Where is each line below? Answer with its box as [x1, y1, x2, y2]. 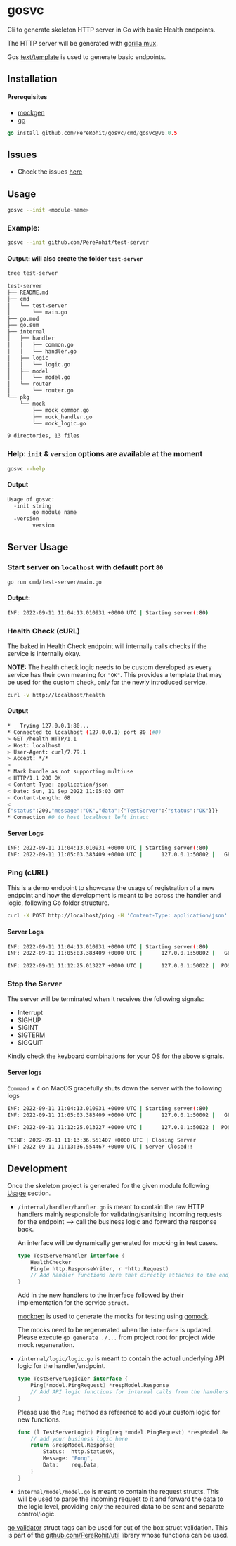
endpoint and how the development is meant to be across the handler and [7, 891, 221, 900]
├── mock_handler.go [32, 413, 93, 420]
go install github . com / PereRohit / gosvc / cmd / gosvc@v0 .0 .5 [7, 129, 178, 136]
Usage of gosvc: [7, 496, 55, 503]
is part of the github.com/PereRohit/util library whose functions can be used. [7, 1531, 229, 1539]
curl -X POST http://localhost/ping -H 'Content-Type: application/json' [7, 913, 228, 920]
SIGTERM [17, 1031, 46, 1039]
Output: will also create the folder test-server [7, 254, 143, 262]
